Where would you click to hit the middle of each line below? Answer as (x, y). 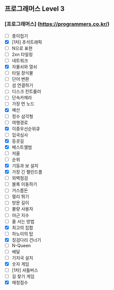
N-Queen (21, 245)
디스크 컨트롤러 (26, 91)
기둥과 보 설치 (25, 166)
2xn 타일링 (22, 54)
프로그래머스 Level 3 (35, 9)
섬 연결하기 (22, 85)
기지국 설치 (22, 257)
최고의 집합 (22, 227)
